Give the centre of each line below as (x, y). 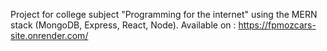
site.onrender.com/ (49, 35)
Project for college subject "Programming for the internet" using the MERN (164, 14)
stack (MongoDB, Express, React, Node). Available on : (123, 25)
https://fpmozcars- (277, 25)
